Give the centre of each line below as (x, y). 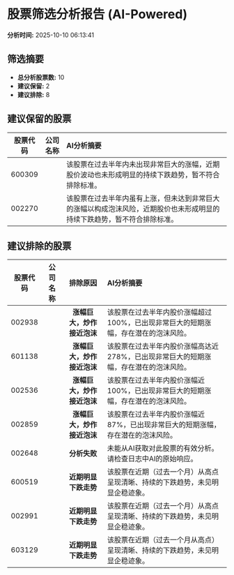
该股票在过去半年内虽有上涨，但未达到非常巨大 (143, 198)
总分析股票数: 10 (41, 77)
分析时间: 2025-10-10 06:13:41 (51, 35)
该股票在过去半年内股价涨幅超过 (159, 313)
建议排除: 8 (33, 94)
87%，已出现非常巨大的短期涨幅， (164, 425)
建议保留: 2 (33, 86)
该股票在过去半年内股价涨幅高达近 (163, 346)
